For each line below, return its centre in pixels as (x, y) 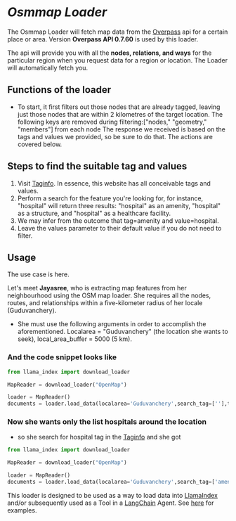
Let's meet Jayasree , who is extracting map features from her (97, 288)
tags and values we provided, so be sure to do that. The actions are (115, 136)
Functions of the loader (59, 90)
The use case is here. (39, 274)
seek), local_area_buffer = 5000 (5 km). (74, 339)
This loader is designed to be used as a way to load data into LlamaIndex (112, 495)
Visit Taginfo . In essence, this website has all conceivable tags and (114, 183)
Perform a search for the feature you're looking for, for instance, (110, 198)
